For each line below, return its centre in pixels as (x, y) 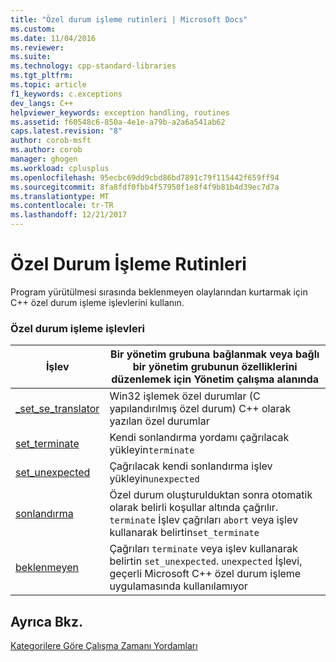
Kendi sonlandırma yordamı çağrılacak (199, 438)
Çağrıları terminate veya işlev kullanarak (203, 549)
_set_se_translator (57, 409)
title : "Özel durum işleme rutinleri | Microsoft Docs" (129, 19)
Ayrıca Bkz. (47, 621)
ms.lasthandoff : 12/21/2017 (69, 215)
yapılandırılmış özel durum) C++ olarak (200, 409)
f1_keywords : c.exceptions (66, 94)
